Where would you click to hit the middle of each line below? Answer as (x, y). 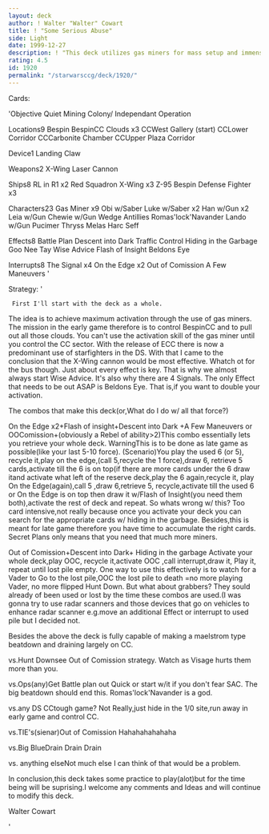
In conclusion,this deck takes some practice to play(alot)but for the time (127, 779)
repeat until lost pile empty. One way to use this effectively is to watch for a (132, 569)
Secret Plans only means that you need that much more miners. (113, 537)
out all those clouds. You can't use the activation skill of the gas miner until (131, 335)
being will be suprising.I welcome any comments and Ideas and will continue (134, 787)
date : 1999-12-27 (37, 46)
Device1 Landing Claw (45, 153)
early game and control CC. (54, 716)
